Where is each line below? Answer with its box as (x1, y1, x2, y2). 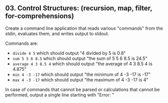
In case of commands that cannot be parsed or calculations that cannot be (5, 86, 160, 92)
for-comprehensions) (5, 12, 74, 21)
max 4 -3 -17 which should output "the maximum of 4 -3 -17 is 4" (12, 76, 148, 82)
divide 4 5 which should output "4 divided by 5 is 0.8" (12, 50, 126, 56)
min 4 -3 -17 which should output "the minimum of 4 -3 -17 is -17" (12, 71, 151, 77)
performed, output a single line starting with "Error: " (5, 91, 114, 97)
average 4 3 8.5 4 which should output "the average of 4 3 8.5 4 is (12, 60, 152, 67)
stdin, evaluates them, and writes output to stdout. (5, 30, 110, 37)
